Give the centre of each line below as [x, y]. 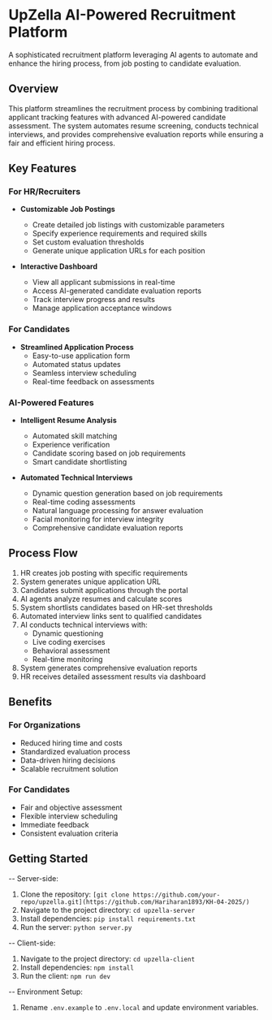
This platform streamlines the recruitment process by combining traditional [133, 108]
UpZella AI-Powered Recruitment [122, 15]
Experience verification [71, 445]
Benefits [30, 702]
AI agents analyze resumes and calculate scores [101, 599]
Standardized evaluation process [75, 751]
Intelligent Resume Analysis [68, 421]
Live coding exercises [69, 642]
